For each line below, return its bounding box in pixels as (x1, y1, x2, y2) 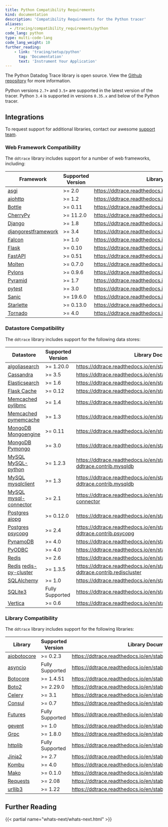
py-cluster (7, 568, 33, 575)
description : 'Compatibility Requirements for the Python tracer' (5, 17, 146, 22)
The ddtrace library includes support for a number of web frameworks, (5, 155, 151, 161)
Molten (7, 261, 24, 268)
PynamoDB (7, 538, 34, 545)
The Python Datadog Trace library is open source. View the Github (5, 72, 142, 78)
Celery (7, 691, 23, 698)
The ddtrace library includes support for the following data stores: (5, 336, 141, 342)
